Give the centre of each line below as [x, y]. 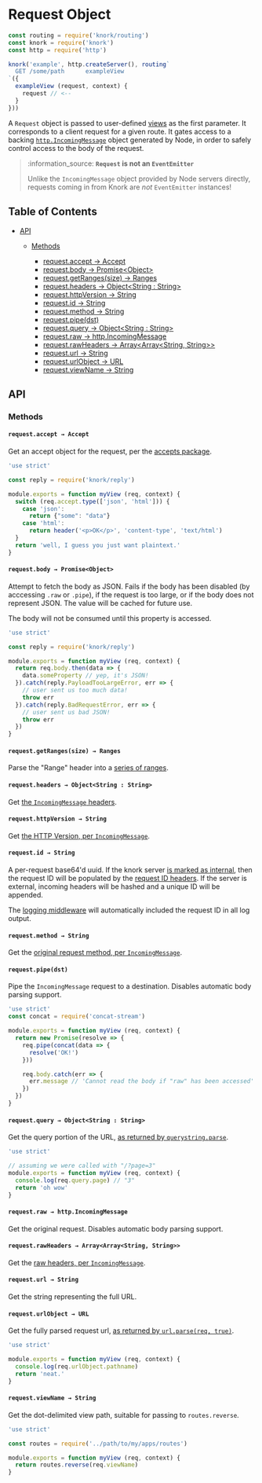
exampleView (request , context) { [71, 86]
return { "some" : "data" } [69, 516]
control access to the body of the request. [76, 148]
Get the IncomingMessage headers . [63, 802]
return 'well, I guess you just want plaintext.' [98, 545]
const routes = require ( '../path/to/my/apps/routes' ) [98, 1444]
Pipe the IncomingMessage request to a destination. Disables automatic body [130, 986]
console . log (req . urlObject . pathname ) [77, 1366]
